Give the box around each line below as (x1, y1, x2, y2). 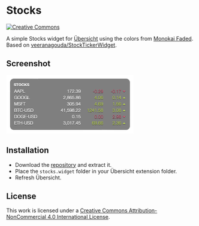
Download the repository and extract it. (14, 161, 112, 168)
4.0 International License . (47, 213, 110, 221)
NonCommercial (6, 213, 47, 221)
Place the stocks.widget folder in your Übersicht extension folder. (14, 167, 177, 175)
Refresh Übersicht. (14, 174, 62, 181)
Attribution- (128, 207, 158, 214)
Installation (6, 145, 49, 155)
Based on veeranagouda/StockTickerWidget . (6, 41, 117, 48)
